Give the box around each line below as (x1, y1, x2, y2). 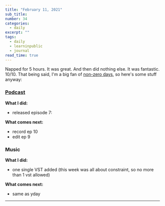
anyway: (5, 77, 22, 82)
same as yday (12, 191, 41, 197)
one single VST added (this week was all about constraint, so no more (12, 166, 154, 172)
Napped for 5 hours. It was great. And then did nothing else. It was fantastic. (5, 66, 160, 72)
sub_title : (5, 12, 27, 17)
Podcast (5, 89, 26, 96)
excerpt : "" (5, 30, 29, 35)
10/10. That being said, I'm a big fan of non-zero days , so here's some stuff (5, 72, 157, 77)
